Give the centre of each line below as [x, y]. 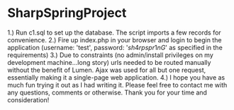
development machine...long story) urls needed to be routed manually [109, 62]
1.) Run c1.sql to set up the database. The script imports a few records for [114, 32]
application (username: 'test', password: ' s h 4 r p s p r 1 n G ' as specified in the [115, 47]
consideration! [28, 99]
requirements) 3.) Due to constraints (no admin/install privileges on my [111, 55]
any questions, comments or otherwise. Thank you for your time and [107, 92]
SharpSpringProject [67, 13]
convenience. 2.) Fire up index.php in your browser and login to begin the [115, 39]
